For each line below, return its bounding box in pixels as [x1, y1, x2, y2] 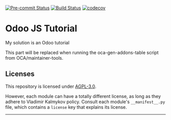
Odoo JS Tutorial [5, 23, 77, 34]
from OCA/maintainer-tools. [5, 55, 64, 61]
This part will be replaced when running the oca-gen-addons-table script [5, 49, 159, 56]
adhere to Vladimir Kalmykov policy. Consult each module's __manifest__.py [5, 99, 165, 105]
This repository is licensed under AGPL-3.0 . [5, 83, 97, 89]
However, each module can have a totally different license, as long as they [5, 93, 161, 99]
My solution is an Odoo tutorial [5, 39, 70, 45]
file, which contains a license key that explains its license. [5, 104, 127, 110]
